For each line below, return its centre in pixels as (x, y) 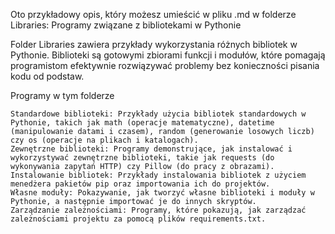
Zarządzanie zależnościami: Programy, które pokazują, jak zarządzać (158, 210)
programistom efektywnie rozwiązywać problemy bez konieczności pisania (165, 65)
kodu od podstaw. (47, 76)
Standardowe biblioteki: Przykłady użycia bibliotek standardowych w (158, 114)
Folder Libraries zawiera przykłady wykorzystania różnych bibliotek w (154, 44)
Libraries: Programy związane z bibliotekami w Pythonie (126, 25)
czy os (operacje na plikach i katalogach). (104, 140)
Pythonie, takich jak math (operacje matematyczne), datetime (142, 123)
